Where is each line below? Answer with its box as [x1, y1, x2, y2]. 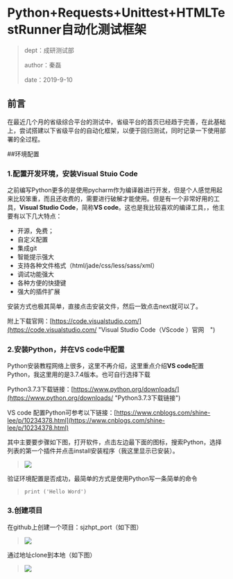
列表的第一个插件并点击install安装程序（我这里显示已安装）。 [7, 446, 179, 455]
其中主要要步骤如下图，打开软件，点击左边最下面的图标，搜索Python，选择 [7, 438, 222, 446]
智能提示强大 [17, 253, 54, 261]
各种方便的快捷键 [17, 279, 67, 287]
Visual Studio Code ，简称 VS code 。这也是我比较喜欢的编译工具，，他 [19, 203, 219, 212]
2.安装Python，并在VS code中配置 [7, 344, 125, 354]
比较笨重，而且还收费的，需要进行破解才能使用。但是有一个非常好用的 [12, 194, 214, 203]
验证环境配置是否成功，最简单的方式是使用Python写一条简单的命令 [7, 474, 198, 483]
